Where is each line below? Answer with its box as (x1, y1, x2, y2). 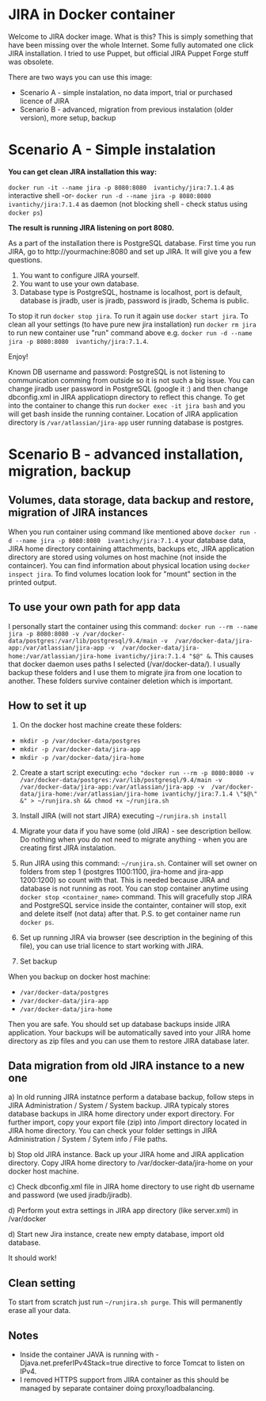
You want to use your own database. (19, 279, 139, 288)
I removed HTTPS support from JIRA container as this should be (19, 1375, 230, 1384)
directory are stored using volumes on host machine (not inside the (8, 552, 227, 562)
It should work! (8, 1254, 57, 1263)
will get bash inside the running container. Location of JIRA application (8, 409, 238, 418)
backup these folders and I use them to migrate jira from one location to (8, 667, 243, 677)
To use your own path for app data (8, 601, 180, 614)
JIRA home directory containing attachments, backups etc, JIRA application (8, 544, 255, 553)
